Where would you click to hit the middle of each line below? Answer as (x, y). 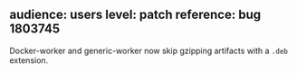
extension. (29, 60)
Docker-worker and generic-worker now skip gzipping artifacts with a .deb (148, 50)
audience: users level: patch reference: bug (135, 15)
